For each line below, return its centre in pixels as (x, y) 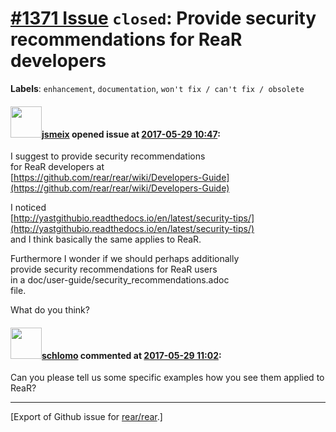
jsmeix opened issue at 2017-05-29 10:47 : (131, 134)
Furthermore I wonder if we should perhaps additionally (125, 259)
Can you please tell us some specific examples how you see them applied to (167, 378)
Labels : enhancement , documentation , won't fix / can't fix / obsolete (157, 88)
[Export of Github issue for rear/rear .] (86, 417)
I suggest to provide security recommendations (108, 156)
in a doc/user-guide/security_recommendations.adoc (120, 280)
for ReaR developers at (57, 167)
